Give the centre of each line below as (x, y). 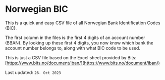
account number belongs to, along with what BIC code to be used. (73, 48)
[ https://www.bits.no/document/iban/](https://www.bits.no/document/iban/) (82, 63)
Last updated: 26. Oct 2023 (33, 72)
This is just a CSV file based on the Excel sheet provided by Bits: (71, 57)
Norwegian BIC (37, 9)
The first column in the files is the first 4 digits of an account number (75, 38)
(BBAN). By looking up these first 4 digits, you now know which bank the (79, 42)
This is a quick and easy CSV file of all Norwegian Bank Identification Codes (83, 23)
